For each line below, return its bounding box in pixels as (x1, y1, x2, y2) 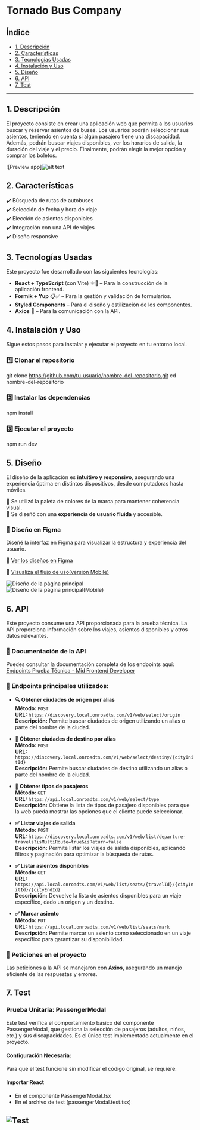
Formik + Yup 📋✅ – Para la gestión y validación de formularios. (14, 293, 171, 300)
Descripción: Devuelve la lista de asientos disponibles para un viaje (14, 892, 182, 899)
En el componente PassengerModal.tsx (14, 1092, 111, 1100)
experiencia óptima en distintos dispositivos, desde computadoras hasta (6, 480, 184, 487)
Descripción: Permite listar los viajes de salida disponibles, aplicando (14, 844, 186, 851)
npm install (6, 409, 33, 416)
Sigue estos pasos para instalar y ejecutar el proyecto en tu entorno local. (6, 341, 187, 348)
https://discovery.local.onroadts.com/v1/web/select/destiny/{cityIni (14, 754, 194, 760)
